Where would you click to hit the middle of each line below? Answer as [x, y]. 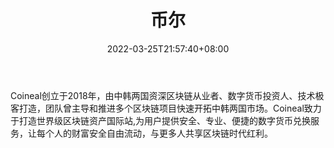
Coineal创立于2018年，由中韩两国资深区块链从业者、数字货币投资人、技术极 [167, 95]
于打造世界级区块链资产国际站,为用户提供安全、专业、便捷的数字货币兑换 [161, 120]
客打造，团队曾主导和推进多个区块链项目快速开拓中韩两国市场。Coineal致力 [166, 108]
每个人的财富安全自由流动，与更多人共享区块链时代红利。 [154, 133]
